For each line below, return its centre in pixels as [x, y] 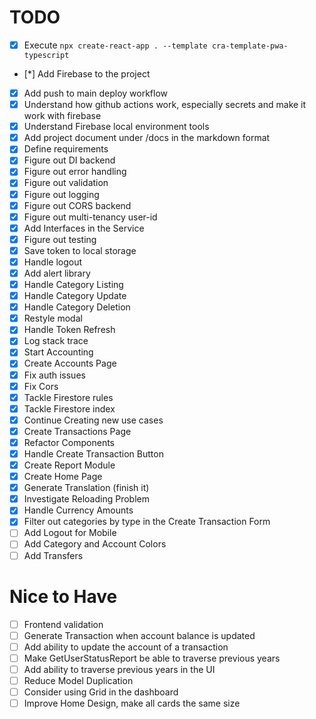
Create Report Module [69, 465]
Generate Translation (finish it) [86, 488]
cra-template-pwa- [250, 46]
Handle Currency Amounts [78, 510]
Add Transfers [53, 555]
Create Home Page [63, 477]
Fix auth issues [54, 375]
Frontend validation [63, 624]
